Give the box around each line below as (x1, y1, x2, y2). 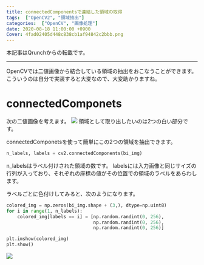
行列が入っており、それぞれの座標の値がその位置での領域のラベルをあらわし (6, 170, 197, 177)
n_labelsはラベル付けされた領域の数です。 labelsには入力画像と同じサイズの (6, 162, 197, 169)
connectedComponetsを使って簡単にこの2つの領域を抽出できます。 (6, 138, 176, 146)
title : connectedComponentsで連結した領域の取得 (6, 9, 123, 15)
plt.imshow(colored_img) (6, 236, 69, 242)
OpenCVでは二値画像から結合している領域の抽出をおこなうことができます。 (6, 67, 197, 75)
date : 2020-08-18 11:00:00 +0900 (6, 26, 91, 32)
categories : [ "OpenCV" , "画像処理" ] (6, 20, 98, 26)
